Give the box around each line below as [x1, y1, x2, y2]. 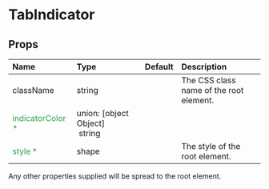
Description [181, 62, 227, 72]
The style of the [181, 141, 241, 151]
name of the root [181, 85, 244, 95]
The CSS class [181, 74, 236, 86]
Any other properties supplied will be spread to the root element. [8, 171, 222, 181]
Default [144, 62, 174, 72]
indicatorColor [12, 113, 66, 123]
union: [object [76, 108, 130, 119]
